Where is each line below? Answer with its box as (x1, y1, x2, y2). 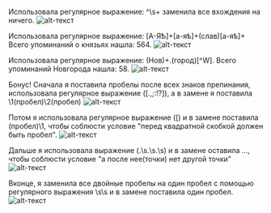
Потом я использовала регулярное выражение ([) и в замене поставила (8, 113, 259, 122)
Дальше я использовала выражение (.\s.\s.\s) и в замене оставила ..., (8, 146, 251, 155)
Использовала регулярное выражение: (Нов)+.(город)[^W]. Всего (8, 56, 237, 65)
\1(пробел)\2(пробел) (8, 97, 82, 106)
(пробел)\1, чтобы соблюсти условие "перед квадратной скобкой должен (8, 121, 264, 130)
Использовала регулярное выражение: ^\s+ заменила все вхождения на (8, 7, 260, 16)
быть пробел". (8, 130, 58, 139)
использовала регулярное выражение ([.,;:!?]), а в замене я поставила (8, 88, 253, 98)
